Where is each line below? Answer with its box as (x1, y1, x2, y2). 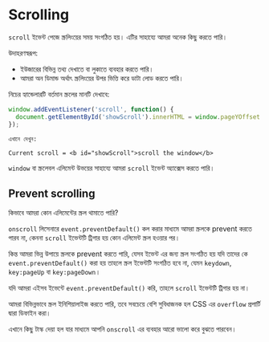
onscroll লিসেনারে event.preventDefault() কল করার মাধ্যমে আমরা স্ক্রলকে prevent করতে (8, 224, 253, 234)
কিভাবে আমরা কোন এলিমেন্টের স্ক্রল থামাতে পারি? (8, 208, 119, 218)
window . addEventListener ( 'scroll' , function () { (8, 105, 174, 113)
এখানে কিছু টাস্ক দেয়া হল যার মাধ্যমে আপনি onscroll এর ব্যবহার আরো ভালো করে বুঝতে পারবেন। (8, 324, 237, 334)
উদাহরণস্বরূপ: (8, 48, 39, 58)
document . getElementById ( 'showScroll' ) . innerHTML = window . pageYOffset (15, 112, 261, 121)
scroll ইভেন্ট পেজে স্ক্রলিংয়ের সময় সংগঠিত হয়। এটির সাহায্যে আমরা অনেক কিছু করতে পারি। (8, 32, 228, 42)
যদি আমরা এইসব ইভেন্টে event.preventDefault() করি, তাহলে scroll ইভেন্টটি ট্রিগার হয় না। (8, 283, 251, 293)
